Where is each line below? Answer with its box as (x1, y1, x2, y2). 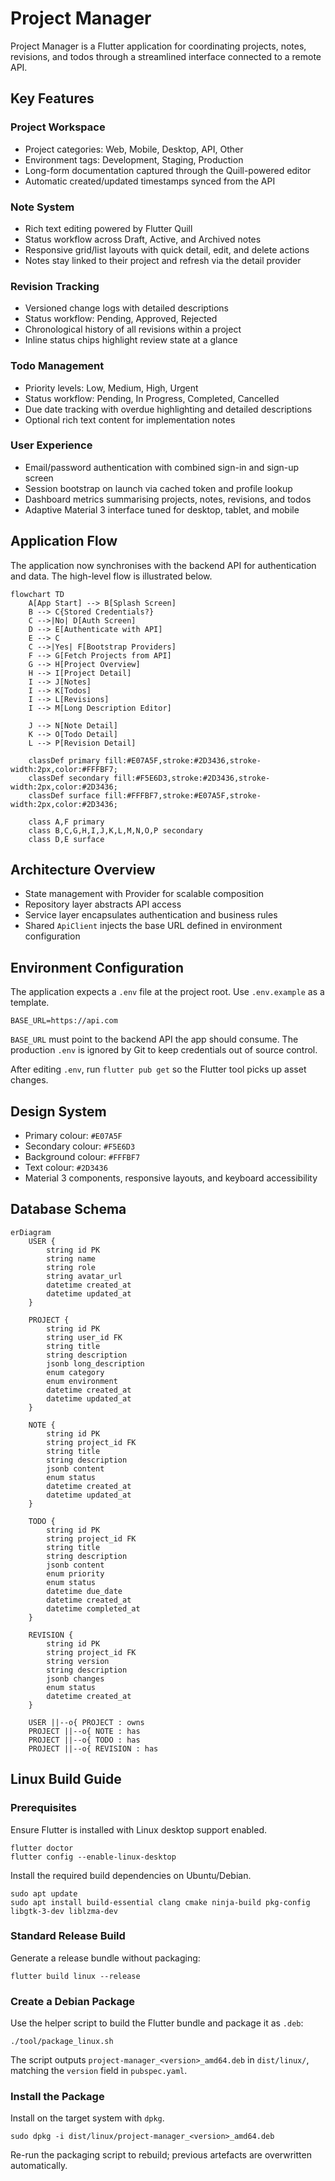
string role (46, 1262, 97, 1272)
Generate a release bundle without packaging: (10, 1952, 201, 1964)
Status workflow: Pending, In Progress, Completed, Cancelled (24, 392, 280, 404)
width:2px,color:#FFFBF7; (10, 764, 118, 774)
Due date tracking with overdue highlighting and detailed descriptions (24, 403, 313, 415)
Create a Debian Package (10, 1994, 136, 2008)
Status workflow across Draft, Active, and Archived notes (24, 233, 262, 245)
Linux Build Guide (10, 1771, 122, 1788)
